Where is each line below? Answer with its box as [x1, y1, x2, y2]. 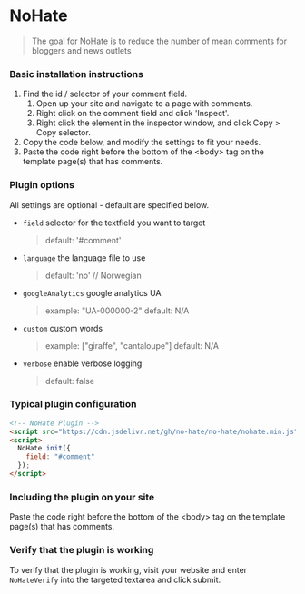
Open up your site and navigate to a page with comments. [35, 98, 253, 109]
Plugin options [9, 179, 75, 192]
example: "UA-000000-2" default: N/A [44, 305, 190, 316]
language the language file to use [22, 252, 146, 263]
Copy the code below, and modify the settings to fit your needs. [22, 137, 261, 148]
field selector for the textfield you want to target [22, 217, 206, 228]
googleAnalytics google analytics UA [22, 287, 162, 298]
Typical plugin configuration [9, 398, 137, 411]
